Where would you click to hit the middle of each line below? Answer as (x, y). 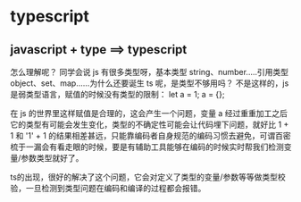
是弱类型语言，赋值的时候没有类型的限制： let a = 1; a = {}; (118, 94)
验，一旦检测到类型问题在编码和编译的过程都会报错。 (108, 188)
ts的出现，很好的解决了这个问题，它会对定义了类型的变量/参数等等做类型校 (148, 177)
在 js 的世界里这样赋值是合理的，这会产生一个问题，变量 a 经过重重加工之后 (149, 113)
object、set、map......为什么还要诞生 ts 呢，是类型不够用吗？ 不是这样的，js (150, 83)
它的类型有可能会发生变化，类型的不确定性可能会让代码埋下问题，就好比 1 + (150, 124)
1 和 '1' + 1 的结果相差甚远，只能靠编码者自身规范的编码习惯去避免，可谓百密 (150, 135)
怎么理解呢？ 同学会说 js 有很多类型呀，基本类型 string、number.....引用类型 (150, 72)
